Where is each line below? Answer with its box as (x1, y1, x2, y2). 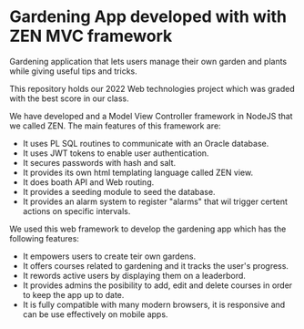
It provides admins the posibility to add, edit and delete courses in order (22, 280, 293, 291)
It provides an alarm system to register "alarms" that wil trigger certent (22, 196, 289, 207)
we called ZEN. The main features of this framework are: (9, 120, 221, 131)
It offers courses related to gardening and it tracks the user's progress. (22, 260, 289, 271)
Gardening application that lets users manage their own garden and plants (9, 56, 288, 67)
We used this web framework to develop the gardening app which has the (9, 223, 287, 234)
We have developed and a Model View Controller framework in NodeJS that (9, 110, 293, 121)
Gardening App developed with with (9, 6, 288, 27)
